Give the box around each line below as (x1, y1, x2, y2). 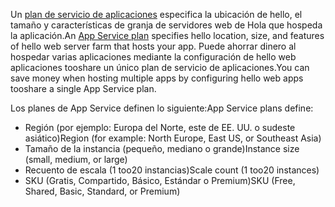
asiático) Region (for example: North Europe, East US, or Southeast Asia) (24, 132, 322, 144)
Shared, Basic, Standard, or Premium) (24, 185, 181, 197)
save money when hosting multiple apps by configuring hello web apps (10, 72, 304, 84)
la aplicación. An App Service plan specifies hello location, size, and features (10, 30, 325, 41)
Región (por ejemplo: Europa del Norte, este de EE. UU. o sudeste (24, 122, 296, 133)
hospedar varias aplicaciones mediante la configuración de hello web (10, 51, 297, 63)
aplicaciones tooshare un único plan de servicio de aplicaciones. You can (10, 62, 310, 73)
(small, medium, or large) (24, 154, 128, 165)
